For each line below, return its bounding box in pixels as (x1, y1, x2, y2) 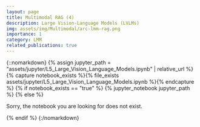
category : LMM (6, 37, 42, 43)
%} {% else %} (6, 91, 44, 98)
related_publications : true (6, 43, 78, 49)
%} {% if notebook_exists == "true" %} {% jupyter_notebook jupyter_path (6, 84, 190, 91)
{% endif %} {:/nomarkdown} (6, 114, 79, 121)
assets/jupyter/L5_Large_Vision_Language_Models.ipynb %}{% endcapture (6, 78, 195, 85)
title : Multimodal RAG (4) (6, 14, 75, 20)
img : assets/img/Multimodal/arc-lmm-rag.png (6, 25, 121, 32)
